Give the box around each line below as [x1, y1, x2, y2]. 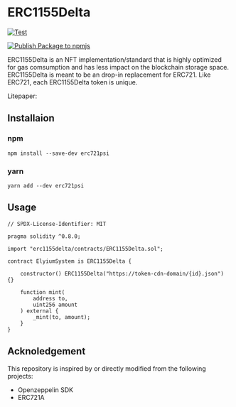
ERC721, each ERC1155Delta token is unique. [7, 77, 138, 86]
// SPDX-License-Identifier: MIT [7, 220, 107, 227]
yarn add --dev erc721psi [7, 182, 84, 189]
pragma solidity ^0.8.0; [7, 232, 81, 240]
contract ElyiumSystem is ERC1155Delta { [7, 257, 132, 265]
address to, [33, 295, 69, 302]
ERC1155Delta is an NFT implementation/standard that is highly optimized [7, 55, 222, 64]
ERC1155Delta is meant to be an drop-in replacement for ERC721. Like [7, 70, 211, 79]
